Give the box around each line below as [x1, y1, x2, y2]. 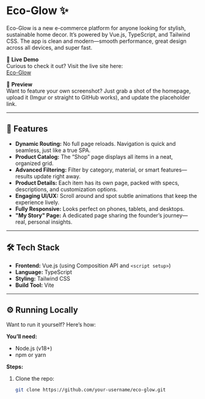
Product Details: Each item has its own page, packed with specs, [15, 179, 180, 186]
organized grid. [15, 159, 54, 167]
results [15, 172, 33, 180]
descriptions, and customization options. [15, 185, 118, 193]
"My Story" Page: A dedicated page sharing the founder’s [15, 211, 163, 219]
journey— [163, 211, 188, 219]
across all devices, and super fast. [6, 44, 93, 51]
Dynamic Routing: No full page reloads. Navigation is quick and [15, 140, 176, 147]
